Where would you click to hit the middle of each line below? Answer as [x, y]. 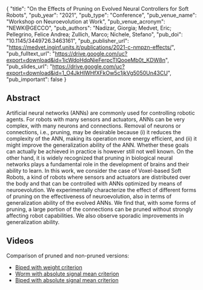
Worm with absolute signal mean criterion [67, 274]
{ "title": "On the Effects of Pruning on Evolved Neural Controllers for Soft [98, 9]
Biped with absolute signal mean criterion [67, 280]
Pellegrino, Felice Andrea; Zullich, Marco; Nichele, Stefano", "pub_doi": [95, 34]
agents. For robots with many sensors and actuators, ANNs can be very [95, 119]
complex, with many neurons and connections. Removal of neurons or [94, 126]
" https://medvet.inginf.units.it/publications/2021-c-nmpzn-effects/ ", [91, 47]
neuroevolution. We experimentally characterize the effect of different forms [101, 190]
